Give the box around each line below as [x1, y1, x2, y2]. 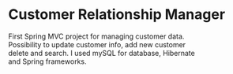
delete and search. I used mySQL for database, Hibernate [8, 48, 195, 57]
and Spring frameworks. [8, 57, 87, 66]
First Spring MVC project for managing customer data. [8, 31, 185, 41]
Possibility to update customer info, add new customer [8, 39, 186, 49]
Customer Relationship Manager [8, 6, 226, 24]
